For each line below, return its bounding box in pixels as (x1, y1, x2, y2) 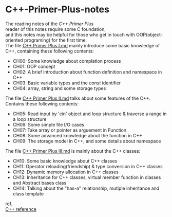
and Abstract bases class (12, 179, 67, 186)
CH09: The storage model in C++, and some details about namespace (12, 138, 161, 144)
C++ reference (5, 206, 37, 212)
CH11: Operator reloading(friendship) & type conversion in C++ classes (12, 163, 163, 169)
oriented (5, 37, 23, 43)
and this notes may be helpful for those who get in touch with (5, 31, 135, 38)
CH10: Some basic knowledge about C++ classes (12, 158, 118, 164)
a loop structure (12, 116, 47, 122)
